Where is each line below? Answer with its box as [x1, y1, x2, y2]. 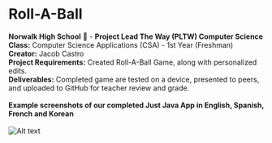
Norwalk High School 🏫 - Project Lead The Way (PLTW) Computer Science [8, 32, 264, 41]
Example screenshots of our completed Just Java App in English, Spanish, [8, 100, 265, 110]
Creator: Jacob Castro [8, 48, 84, 58]
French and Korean [8, 108, 75, 118]
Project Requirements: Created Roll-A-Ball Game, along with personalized [8, 57, 257, 67]
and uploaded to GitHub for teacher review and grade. [8, 82, 190, 93]
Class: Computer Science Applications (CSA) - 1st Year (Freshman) [8, 40, 234, 49]
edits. [8, 65, 27, 75]
